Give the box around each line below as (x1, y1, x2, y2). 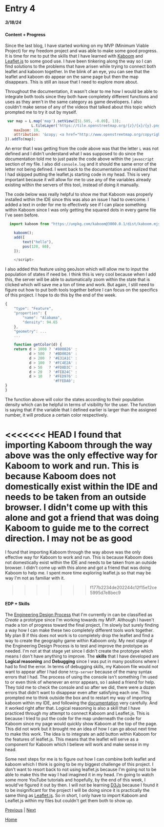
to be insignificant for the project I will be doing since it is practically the (5, 787, 150, 793)
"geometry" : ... (14, 329, 47, 334)
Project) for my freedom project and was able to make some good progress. (5, 47, 158, 54)
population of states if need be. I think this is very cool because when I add (5, 272, 156, 277)
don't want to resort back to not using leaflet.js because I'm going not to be (5, 766, 157, 772)
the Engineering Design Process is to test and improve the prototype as (5, 643, 149, 649)
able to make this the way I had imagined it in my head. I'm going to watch (5, 772, 154, 778)
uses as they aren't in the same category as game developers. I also (5, 99, 143, 105)
